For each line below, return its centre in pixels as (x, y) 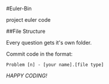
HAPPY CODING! (27, 75)
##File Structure (26, 31)
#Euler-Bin (19, 9)
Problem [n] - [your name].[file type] (55, 65)
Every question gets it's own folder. (49, 43)
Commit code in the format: (39, 54)
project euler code (29, 20)
